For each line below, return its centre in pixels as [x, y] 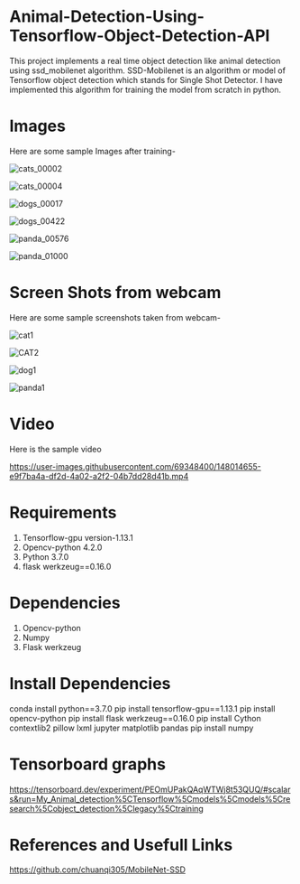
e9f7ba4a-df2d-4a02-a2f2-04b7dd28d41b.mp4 [99, 476]
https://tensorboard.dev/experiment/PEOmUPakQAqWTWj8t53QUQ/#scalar [150, 789]
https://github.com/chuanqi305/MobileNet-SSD [98, 870]
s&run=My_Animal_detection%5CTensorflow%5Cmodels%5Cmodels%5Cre [150, 799]
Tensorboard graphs [88, 764]
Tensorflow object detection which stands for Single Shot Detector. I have [146, 79]
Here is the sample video [55, 449]
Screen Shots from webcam [115, 293]
